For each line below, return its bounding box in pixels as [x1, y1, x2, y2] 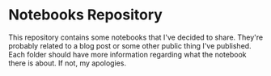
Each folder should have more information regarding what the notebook [8, 49, 247, 59]
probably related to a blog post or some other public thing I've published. [8, 40, 252, 50]
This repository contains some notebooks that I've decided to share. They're [8, 32, 264, 42]
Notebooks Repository [8, 6, 163, 24]
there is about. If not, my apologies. [8, 58, 127, 68]
